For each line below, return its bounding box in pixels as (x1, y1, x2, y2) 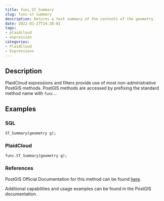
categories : (5, 40, 30, 44)
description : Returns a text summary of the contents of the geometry (5, 16, 154, 21)
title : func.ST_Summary (5, 7, 54, 12)
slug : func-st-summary (5, 12, 52, 17)
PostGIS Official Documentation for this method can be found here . (5, 176, 142, 182)
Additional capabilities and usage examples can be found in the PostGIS (5, 186, 152, 192)
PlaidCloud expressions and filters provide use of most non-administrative (5, 80, 156, 86)
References (5, 165, 34, 172)
